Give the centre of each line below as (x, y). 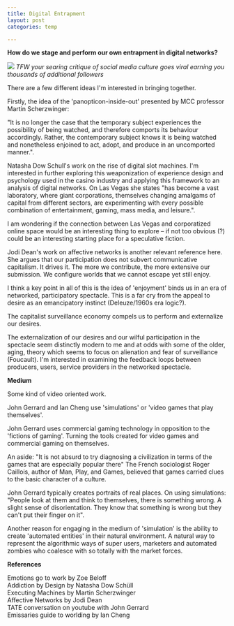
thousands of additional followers (56, 75)
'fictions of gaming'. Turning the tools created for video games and (103, 436)
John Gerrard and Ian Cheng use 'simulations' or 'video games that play (110, 408)
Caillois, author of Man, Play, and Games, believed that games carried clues (116, 472)
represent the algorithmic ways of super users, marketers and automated (112, 544)
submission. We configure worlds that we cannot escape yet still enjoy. (109, 275)
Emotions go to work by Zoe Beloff (57, 578)
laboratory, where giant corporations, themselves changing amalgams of (111, 196)
